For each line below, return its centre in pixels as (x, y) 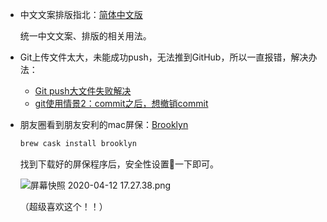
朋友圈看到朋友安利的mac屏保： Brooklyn (104, 124)
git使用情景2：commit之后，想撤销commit (121, 103)
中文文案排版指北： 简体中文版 (81, 14)
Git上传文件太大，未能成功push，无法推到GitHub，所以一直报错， (155, 57)
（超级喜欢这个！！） (63, 206)
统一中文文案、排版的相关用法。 (85, 36)
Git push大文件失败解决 (83, 91)
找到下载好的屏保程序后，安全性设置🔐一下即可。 (119, 164)
